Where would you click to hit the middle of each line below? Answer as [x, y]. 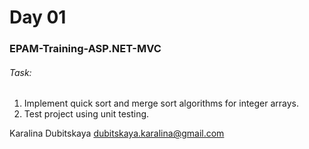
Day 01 [38, 17]
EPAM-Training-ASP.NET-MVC [85, 49]
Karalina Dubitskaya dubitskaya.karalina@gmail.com [117, 133]
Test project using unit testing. [86, 114]
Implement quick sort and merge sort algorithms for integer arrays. [161, 103]
